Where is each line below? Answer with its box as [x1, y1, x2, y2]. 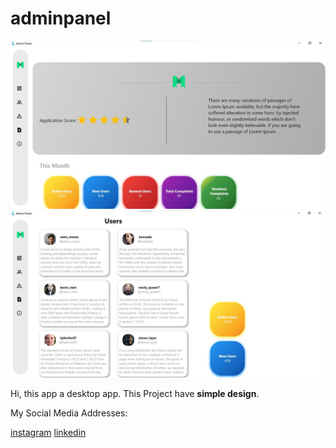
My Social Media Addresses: [10, 407, 128, 419]
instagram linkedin [10, 427, 87, 439]
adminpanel [10, 7, 112, 30]
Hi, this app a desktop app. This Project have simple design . [10, 388, 260, 400]
